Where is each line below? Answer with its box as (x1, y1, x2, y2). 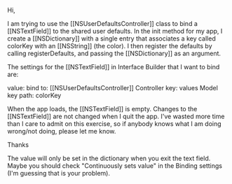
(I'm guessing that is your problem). (7, 169, 111, 177)
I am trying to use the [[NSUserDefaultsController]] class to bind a (7, 20, 198, 27)
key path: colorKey (7, 91, 62, 99)
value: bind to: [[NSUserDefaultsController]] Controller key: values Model (7, 84, 219, 92)
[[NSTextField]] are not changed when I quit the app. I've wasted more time (7, 112, 225, 120)
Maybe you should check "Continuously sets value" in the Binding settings (7, 162, 223, 170)
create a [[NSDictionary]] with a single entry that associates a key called (7, 34, 216, 43)
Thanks (7, 141, 29, 149)
